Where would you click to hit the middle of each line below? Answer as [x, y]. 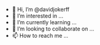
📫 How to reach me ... [40, 36]
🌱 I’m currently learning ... [44, 22]
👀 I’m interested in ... [38, 16]
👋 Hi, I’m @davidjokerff [41, 9]
